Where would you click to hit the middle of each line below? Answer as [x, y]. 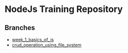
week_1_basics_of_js [33, 39]
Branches [20, 28]
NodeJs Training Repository [64, 9]
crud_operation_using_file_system [47, 45]
